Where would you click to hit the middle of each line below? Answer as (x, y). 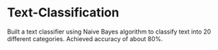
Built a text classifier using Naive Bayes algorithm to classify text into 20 (109, 32)
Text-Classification (63, 13)
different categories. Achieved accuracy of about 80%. (85, 38)
